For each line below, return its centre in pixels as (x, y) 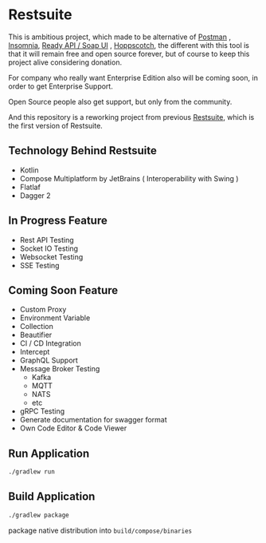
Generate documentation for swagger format (93, 420)
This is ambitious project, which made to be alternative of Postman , (119, 37)
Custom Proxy (43, 310)
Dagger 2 (35, 195)
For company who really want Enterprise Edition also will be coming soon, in (133, 77)
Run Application (49, 453)
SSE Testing (39, 265)
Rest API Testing (47, 240)
